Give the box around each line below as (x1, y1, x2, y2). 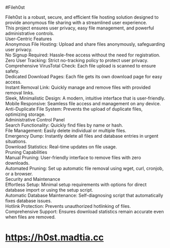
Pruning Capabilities (5, 149, 47, 155)
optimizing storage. (5, 111, 46, 117)
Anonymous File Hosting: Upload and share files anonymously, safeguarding (5, 41, 165, 47)
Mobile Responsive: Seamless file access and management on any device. (5, 101, 161, 106)
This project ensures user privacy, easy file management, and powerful (5, 25, 154, 31)
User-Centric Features (5, 36, 52, 42)
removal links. (5, 90, 35, 96)
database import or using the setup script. (5, 187, 93, 193)
